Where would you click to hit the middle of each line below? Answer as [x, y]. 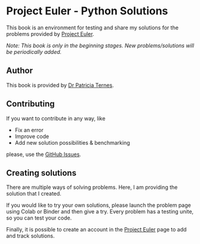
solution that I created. [34, 194]
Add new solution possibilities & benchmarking [72, 142]
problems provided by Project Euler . [50, 33]
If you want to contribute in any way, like [56, 118]
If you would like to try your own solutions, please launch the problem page [99, 205]
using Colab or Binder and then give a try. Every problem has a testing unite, [100, 212]
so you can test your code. [39, 218]
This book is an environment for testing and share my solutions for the [93, 28]
